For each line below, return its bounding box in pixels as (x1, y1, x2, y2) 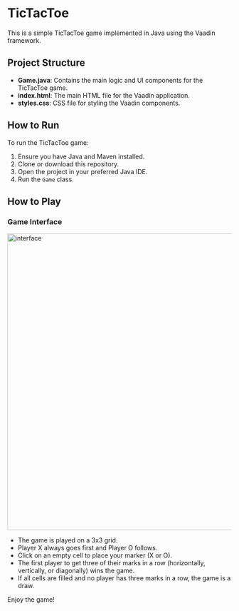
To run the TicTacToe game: (7, 138, 89, 147)
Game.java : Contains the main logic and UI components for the (17, 76, 203, 84)
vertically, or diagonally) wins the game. (17, 566, 135, 575)
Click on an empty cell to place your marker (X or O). (17, 551, 173, 560)
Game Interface (7, 216, 63, 226)
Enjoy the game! (7, 595, 55, 604)
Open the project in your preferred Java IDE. (17, 167, 148, 176)
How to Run (7, 119, 60, 131)
